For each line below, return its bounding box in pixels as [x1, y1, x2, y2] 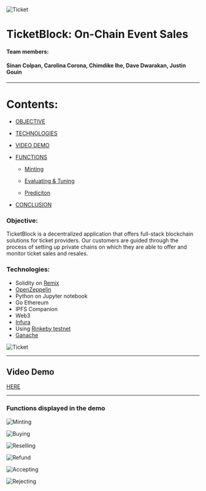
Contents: [6, 98, 58, 112]
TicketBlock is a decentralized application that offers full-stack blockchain [6, 230, 194, 238]
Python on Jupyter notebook [15, 292, 88, 300]
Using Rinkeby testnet [15, 325, 71, 332]
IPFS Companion [15, 305, 58, 312]
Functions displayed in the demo [6, 404, 105, 412]
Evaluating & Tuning [24, 177, 75, 184]
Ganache [15, 331, 39, 339]
